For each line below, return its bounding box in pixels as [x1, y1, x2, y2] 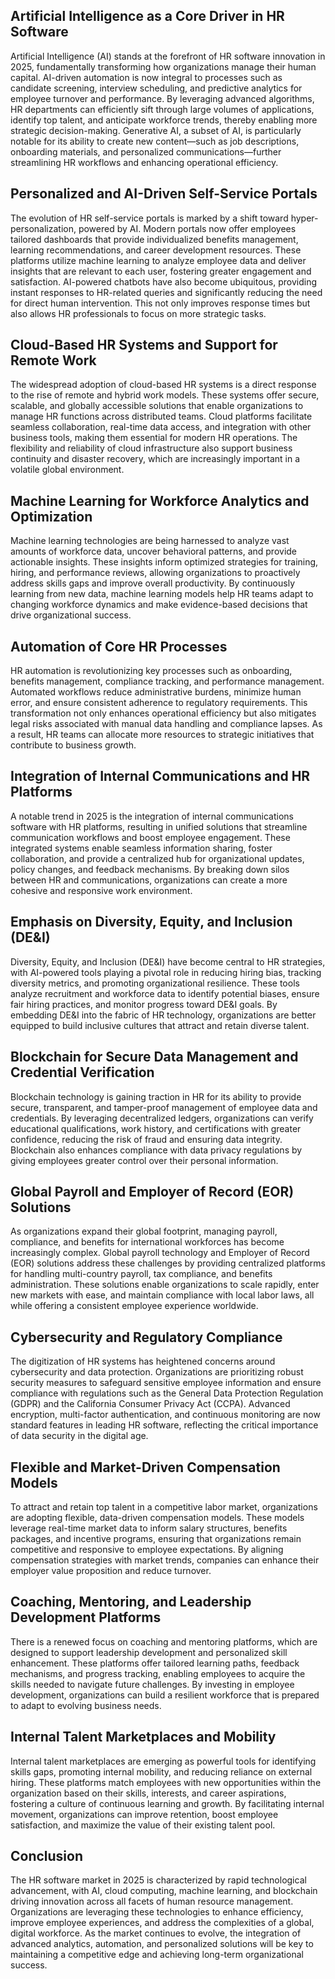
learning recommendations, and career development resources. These [10, 244, 302, 256]
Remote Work [10, 352, 97, 369]
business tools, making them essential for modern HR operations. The [10, 432, 298, 444]
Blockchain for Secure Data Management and [10, 1049, 299, 1066]
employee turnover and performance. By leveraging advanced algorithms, [10, 92, 315, 104]
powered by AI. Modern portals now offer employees [78, 222, 297, 234]
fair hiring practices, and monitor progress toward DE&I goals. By [10, 998, 278, 1010]
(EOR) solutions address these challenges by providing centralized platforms [10, 1257, 326, 1269]
